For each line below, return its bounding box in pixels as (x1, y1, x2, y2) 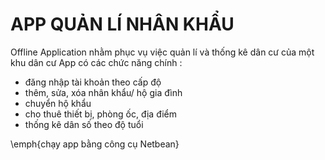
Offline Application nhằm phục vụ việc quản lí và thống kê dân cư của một (10, 46, 315, 58)
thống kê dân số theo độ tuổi (24, 118, 144, 130)
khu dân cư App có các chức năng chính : (10, 56, 183, 68)
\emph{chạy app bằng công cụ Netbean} (10, 138, 180, 150)
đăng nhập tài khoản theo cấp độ (24, 76, 162, 88)
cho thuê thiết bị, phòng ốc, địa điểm (24, 108, 178, 120)
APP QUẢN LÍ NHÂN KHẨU (10, 13, 235, 36)
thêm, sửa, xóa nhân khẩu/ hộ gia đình (24, 86, 183, 98)
